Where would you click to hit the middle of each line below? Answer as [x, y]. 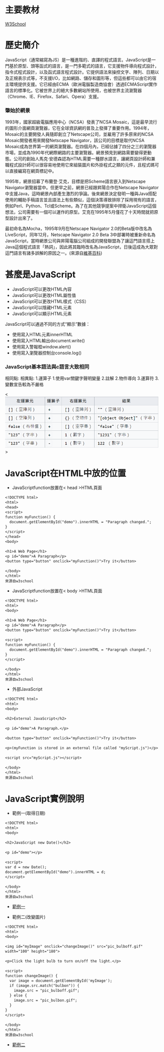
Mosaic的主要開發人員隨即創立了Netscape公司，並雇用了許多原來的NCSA [79, 134]
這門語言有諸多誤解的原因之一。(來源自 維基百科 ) [54, 253]
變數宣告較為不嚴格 [24, 385]
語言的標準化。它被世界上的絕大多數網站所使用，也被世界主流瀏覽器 [73, 90]
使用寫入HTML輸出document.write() [49, 341]
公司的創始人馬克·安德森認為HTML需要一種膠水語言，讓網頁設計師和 [82, 159]
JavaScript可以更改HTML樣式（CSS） [51, 301]
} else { [18, 996]
